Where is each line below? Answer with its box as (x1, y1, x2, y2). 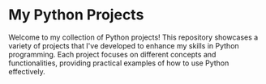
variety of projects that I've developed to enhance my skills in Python (8, 40, 239, 50)
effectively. (8, 66, 46, 76)
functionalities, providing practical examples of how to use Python (8, 58, 230, 68)
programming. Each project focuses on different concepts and (8, 49, 217, 59)
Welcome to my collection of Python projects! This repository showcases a (8, 32, 259, 42)
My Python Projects (8, 6, 144, 24)
